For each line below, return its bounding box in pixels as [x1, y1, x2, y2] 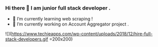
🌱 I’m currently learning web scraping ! [12, 16, 93, 22]
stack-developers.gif [5, 36, 48, 42]
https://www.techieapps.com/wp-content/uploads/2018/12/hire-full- [11, 31, 153, 37]
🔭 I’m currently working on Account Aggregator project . [12, 21, 129, 27]
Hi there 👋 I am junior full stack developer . [5, 4, 111, 11]
